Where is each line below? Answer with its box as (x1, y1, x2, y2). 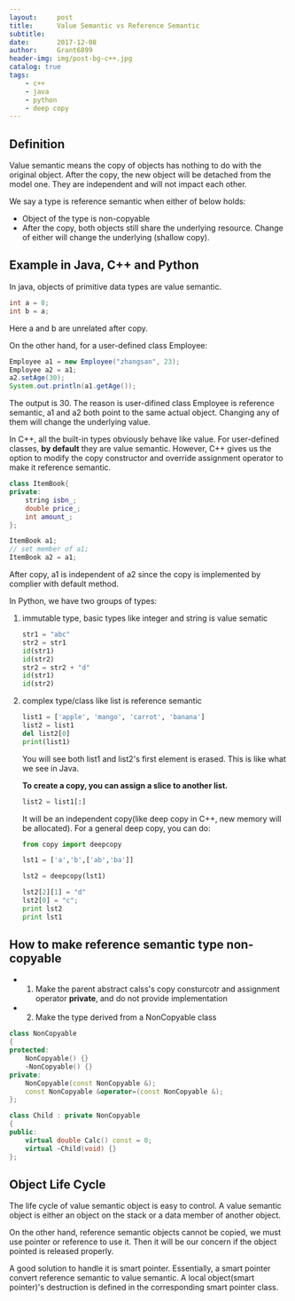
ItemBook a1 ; (9, 537, 58, 545)
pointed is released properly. (9, 1246, 114, 1257)
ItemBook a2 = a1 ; (9, 553, 77, 562)
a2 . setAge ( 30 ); (9, 373, 66, 382)
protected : (9, 1046, 50, 1055)
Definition (9, 137, 65, 152)
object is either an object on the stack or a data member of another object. (9, 1210, 282, 1220)
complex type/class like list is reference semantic (21, 695, 202, 706)
